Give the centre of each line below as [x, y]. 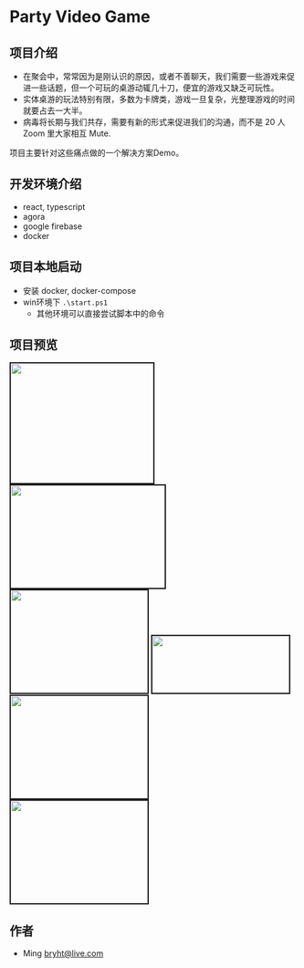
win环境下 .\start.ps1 [65, 302]
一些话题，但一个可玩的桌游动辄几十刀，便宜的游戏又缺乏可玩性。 [155, 88]
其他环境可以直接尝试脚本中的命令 [100, 313]
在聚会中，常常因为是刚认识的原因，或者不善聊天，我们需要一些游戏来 [155, 76]
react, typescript [54, 206]
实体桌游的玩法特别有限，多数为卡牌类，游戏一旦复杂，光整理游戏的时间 [158, 99]
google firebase [52, 226]
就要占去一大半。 [55, 110]
